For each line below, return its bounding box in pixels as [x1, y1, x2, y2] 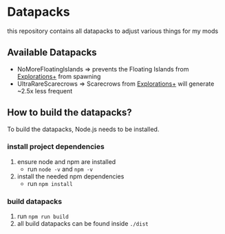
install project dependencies [7, 142, 105, 152]
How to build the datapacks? [7, 107, 132, 119]
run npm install [27, 179, 74, 187]
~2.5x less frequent [17, 86, 73, 95]
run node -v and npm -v [27, 165, 94, 173]
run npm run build [17, 212, 69, 220]
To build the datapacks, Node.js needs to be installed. [7, 125, 160, 133]
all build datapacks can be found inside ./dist [17, 220, 149, 228]
